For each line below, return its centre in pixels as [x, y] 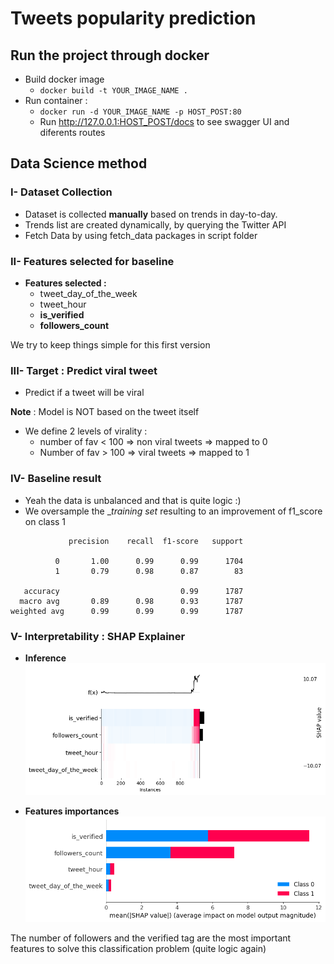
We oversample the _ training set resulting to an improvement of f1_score [173, 511]
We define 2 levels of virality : [86, 431]
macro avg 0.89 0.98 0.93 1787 [131, 601]
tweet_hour [63, 304]
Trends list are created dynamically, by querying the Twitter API [155, 224]
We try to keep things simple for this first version [110, 344]
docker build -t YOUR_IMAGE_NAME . [113, 91]
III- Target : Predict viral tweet [84, 370]
